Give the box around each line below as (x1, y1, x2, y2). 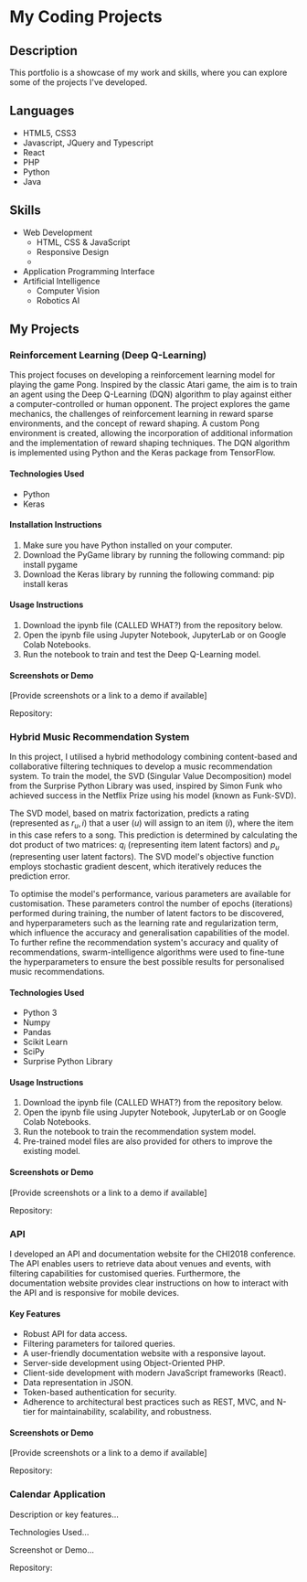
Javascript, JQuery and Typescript (22, 137, 153, 148)
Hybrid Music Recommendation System (9, 731, 190, 743)
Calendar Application (9, 1488, 106, 1501)
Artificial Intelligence (22, 275, 101, 286)
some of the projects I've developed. (9, 77, 148, 88)
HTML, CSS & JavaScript (36, 236, 131, 248)
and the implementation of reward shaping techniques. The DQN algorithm (9, 437, 291, 449)
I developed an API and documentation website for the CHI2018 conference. (9, 1248, 296, 1259)
